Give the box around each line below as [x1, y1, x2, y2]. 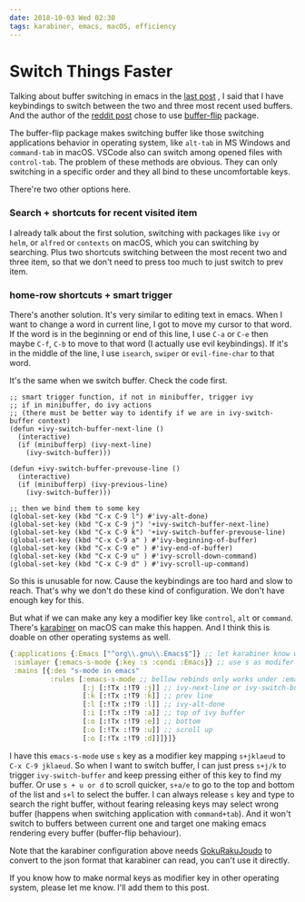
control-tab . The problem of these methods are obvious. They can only [9, 156, 279, 168]
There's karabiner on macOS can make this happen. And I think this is [9, 622, 271, 633]
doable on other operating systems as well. [9, 632, 171, 643]
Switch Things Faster [9, 61, 173, 82]
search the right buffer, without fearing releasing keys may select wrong [9, 798, 280, 809]
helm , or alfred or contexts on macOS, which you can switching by [9, 237, 260, 248]
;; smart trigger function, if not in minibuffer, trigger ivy [9, 392, 254, 402]
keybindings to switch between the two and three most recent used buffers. [9, 101, 293, 112]
